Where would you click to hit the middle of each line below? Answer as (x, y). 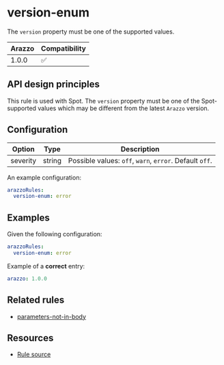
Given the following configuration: (55, 234)
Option (24, 149)
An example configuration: (44, 177)
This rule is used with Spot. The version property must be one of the (103, 101)
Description (140, 149)
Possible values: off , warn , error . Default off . (140, 160)
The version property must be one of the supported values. (91, 32)
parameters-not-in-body (52, 316)
